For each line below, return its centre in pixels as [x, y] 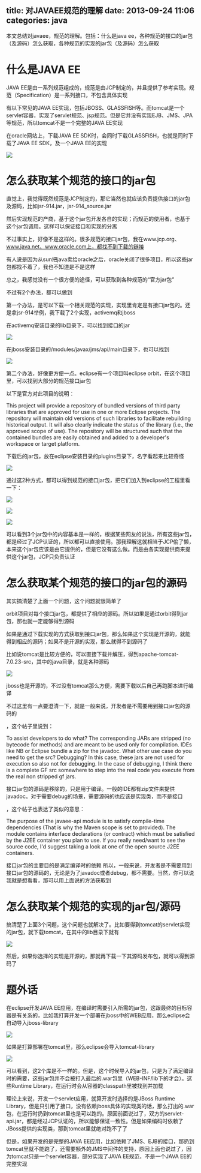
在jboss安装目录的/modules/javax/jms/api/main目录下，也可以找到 [88, 349]
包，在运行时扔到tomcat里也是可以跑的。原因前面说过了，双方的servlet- [95, 1113]
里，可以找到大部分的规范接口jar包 [49, 380]
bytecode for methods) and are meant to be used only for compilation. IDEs [99, 744]
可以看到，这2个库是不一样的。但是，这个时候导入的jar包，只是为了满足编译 [100, 1070]
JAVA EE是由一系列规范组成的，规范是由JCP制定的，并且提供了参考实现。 [98, 87]
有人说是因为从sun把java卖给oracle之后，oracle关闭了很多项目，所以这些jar [100, 259]
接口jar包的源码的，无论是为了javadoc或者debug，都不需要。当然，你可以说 [100, 872]
